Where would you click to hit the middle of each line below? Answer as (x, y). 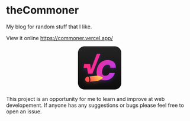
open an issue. (24, 111)
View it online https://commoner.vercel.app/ (60, 38)
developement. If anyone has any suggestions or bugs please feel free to (95, 105)
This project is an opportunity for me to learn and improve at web (86, 99)
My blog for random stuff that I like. (49, 27)
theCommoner (43, 10)
